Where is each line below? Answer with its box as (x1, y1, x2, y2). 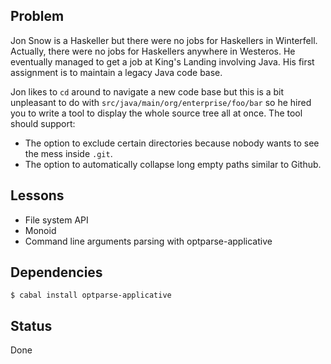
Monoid (24, 224, 57, 236)
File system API (24, 214, 89, 226)
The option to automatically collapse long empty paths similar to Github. (24, 158, 322, 170)
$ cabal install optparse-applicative (10, 290, 172, 301)
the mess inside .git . (24, 147, 113, 159)
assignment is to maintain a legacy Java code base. (10, 66, 223, 78)
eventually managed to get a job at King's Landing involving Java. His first (10, 55, 315, 68)
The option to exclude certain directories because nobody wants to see (24, 137, 320, 149)
